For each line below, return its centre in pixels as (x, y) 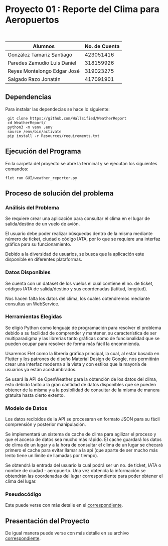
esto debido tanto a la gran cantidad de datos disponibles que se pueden (81, 384)
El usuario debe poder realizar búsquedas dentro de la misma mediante (79, 234)
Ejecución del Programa (43, 151)
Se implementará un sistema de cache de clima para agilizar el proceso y (81, 434)
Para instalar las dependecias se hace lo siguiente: (58, 109)
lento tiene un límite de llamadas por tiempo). (52, 456)
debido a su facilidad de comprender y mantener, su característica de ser (81, 333)
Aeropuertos (32, 20)
